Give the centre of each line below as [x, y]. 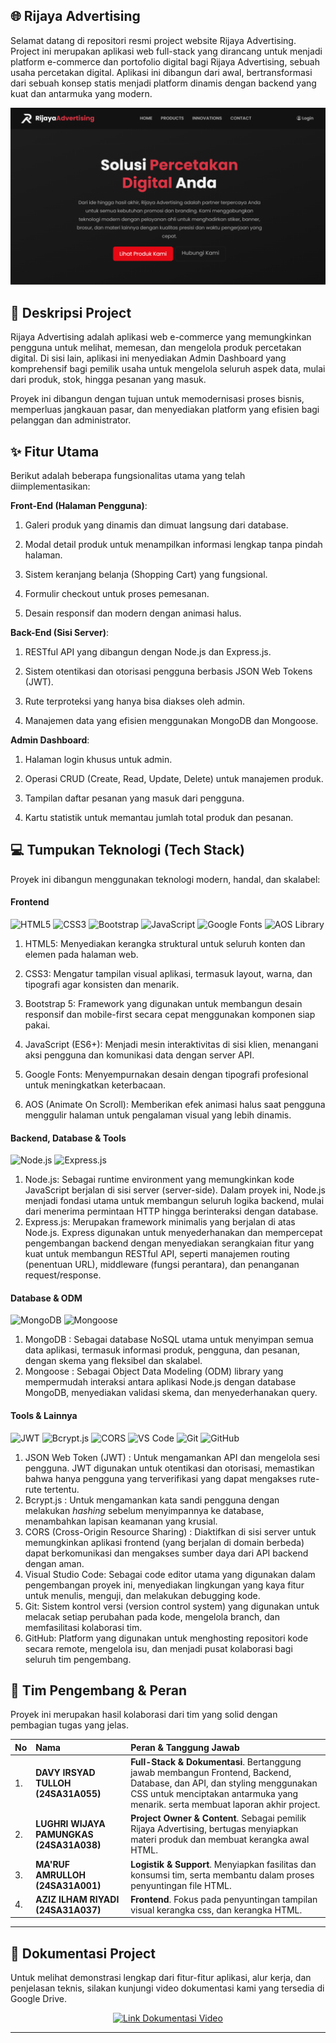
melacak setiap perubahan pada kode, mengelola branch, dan [152, 1616]
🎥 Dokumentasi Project [83, 1953]
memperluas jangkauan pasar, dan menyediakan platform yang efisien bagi [165, 410]
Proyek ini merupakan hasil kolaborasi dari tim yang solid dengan [144, 1715]
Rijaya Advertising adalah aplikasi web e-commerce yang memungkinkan [161, 337]
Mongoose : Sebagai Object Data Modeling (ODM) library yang [154, 1371]
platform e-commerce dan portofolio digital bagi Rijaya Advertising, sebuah [165, 61]
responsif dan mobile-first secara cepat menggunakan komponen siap [170, 1014]
